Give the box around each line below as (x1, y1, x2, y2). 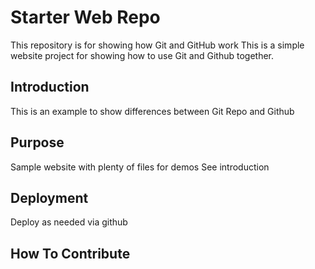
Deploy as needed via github (10, 216, 128, 228)
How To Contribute (10, 245, 131, 262)
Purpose (10, 134, 65, 151)
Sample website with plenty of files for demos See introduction (10, 161, 270, 173)
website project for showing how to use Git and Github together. (10, 49, 275, 61)
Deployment (10, 189, 89, 206)
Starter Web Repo (10, 6, 161, 29)
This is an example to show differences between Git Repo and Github (10, 105, 295, 117)
